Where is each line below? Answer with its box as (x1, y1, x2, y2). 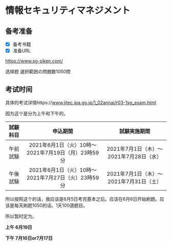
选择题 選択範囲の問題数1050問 (5, 69, 71, 75)
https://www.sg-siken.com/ (5, 58, 63, 64)
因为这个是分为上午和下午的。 (5, 110, 68, 116)
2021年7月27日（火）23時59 (26, 174, 99, 181)
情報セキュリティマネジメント (5, 5, 131, 16)
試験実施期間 (119, 128, 150, 135)
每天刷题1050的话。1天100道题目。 (14, 202, 88, 208)
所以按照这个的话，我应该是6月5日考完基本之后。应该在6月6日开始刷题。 (5, 196, 160, 202)
